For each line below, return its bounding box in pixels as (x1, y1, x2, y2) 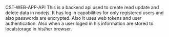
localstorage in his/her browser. (5, 26, 72, 32)
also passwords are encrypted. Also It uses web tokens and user (5, 15, 142, 21)
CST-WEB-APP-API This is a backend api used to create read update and (5, 5, 159, 10)
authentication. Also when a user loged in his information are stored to (5, 20, 154, 26)
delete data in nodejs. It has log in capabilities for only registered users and (5, 10, 164, 16)
